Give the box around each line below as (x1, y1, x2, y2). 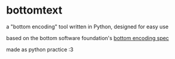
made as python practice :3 (6, 45, 74, 53)
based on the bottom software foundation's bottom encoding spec (6, 34, 170, 41)
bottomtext (6, 4, 62, 17)
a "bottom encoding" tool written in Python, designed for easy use (6, 23, 168, 30)
